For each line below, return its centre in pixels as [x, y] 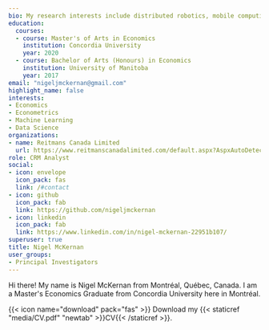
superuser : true [35, 240]
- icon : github [34, 195]
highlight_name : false [46, 90]
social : [21, 165]
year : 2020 [41, 53]
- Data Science [34, 128]
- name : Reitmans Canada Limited [64, 143]
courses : [30, 31]
